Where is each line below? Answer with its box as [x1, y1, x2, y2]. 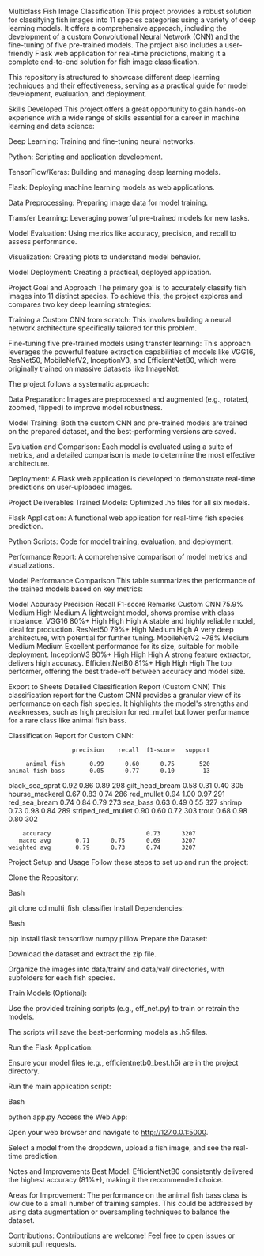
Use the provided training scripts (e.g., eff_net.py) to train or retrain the [8, 1004, 239, 1013]
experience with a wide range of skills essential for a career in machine [8, 113, 239, 122]
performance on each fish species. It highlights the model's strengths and [8, 699, 249, 708]
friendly [8, 49, 34, 58]
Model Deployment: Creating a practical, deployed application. [8, 268, 212, 277]
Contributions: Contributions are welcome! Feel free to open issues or [8, 1231, 236, 1240]
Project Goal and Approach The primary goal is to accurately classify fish [8, 283, 247, 292]
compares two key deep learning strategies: [8, 300, 152, 309]
